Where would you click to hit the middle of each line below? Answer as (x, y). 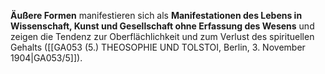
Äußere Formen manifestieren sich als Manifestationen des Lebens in (156, 15)
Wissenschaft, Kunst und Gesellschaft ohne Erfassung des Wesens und (162, 26)
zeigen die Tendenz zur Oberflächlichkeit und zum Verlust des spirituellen (162, 36)
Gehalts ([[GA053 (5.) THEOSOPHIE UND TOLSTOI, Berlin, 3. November (158, 47)
